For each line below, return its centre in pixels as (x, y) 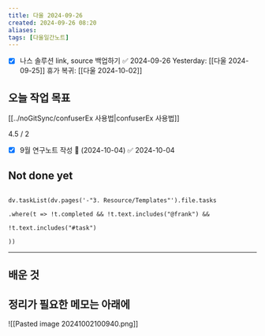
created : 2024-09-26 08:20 (52, 23)
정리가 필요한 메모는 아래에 (69, 304)
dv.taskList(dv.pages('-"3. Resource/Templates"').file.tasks (112, 201)
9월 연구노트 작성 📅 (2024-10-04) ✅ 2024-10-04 (97, 150)
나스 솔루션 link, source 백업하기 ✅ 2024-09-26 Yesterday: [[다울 (123, 61)
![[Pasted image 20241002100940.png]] (73, 324)
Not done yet (41, 175)
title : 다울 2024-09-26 (45, 15)
